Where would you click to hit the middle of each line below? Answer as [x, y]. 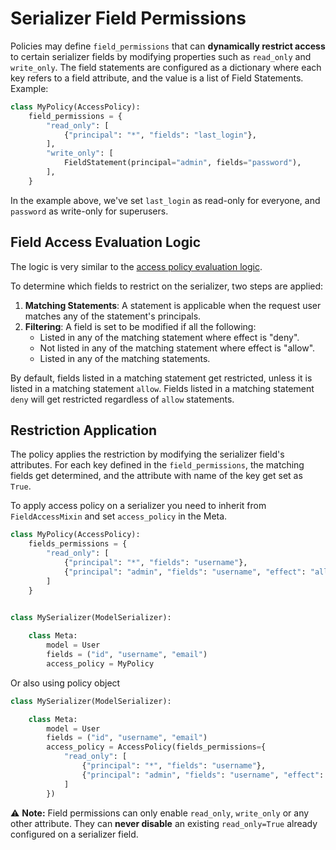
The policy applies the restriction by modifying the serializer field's [147, 454]
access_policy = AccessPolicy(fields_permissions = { [156, 747]
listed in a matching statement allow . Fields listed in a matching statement [162, 388]
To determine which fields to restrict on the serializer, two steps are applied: [167, 286]
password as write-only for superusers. [89, 211]
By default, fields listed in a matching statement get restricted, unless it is [161, 378]
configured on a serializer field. [74, 834]
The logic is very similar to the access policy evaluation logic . [136, 266]
